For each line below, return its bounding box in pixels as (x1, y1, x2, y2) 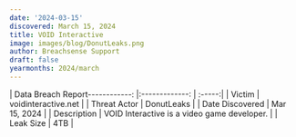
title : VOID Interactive (9, 30, 104, 39)
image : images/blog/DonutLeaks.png (9, 38, 145, 48)
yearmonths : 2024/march (9, 64, 100, 73)
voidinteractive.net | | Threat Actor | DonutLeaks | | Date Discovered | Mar (9, 98, 287, 109)
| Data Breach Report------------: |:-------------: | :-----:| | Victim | (9, 88, 260, 100)
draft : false (9, 55, 59, 64)
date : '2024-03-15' (9, 13, 84, 23)
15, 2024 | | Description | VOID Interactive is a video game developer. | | (9, 108, 278, 119)
